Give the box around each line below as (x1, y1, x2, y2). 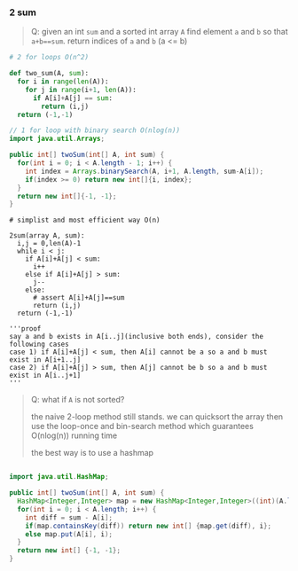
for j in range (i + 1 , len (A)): (25, 85, 137, 94)
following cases (9, 340, 69, 349)
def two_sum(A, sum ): (9, 69, 90, 78)
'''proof (9, 325, 42, 333)
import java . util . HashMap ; (9, 473, 109, 481)
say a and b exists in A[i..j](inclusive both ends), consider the (9, 332, 264, 341)
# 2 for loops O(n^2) (9, 53, 90, 62)
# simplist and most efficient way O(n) (9, 215, 161, 225)
